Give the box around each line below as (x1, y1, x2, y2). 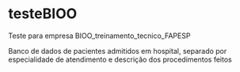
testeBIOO (8, 5, 78, 23)
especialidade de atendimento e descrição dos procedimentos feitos (8, 55, 232, 64)
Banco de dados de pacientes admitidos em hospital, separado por (8, 46, 227, 55)
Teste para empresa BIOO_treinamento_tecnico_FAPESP (8, 31, 191, 40)
